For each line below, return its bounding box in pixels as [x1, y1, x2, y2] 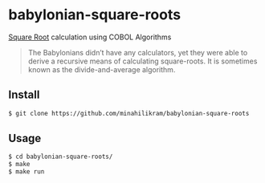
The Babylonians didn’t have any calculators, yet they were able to [27, 47, 248, 57]
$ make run [8, 168, 45, 176]
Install [8, 88, 40, 102]
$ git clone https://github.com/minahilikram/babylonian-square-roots [8, 109, 250, 117]
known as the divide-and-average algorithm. [27, 64, 176, 74]
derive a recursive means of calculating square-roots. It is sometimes [27, 56, 258, 66]
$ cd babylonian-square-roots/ [8, 152, 113, 161]
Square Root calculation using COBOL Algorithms [8, 32, 172, 42]
